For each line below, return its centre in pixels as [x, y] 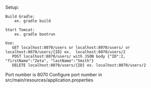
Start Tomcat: [20, 30]
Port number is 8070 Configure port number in [54, 75]
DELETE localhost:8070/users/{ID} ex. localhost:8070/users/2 [79, 65]
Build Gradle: [20, 17]
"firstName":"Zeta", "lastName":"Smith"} [50, 61]
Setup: [12, 7]
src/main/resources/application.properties [49, 80]
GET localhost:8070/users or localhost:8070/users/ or [71, 48]
